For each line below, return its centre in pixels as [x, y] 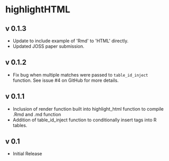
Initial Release [27, 154]
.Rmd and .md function [37, 114]
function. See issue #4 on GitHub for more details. [66, 80]
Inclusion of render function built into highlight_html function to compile [88, 109]
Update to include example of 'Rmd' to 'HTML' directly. [71, 41]
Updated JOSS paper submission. [48, 46]
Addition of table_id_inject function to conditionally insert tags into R [85, 120]
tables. [20, 125]
